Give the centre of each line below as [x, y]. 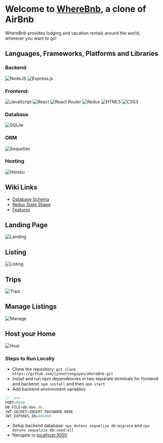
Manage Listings [31, 307]
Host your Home [30, 334]
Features [21, 209]
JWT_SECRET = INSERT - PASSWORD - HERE [39, 412]
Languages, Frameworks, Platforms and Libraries [82, 54]
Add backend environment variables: [49, 389]
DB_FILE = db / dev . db [24, 407]
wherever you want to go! [31, 38]
